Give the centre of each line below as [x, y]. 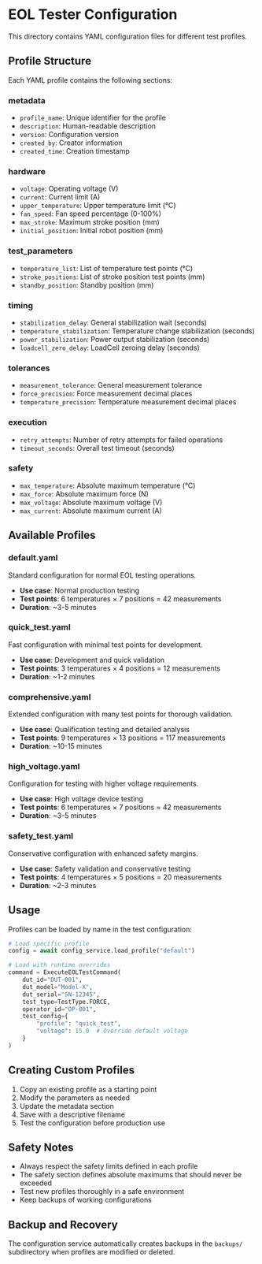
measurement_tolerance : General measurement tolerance [111, 385]
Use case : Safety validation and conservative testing [105, 868]
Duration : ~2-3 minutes [58, 885]
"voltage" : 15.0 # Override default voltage [113, 1031]
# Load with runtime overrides [59, 965]
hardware [27, 171]
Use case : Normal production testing [79, 590]
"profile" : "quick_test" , [79, 1024]
